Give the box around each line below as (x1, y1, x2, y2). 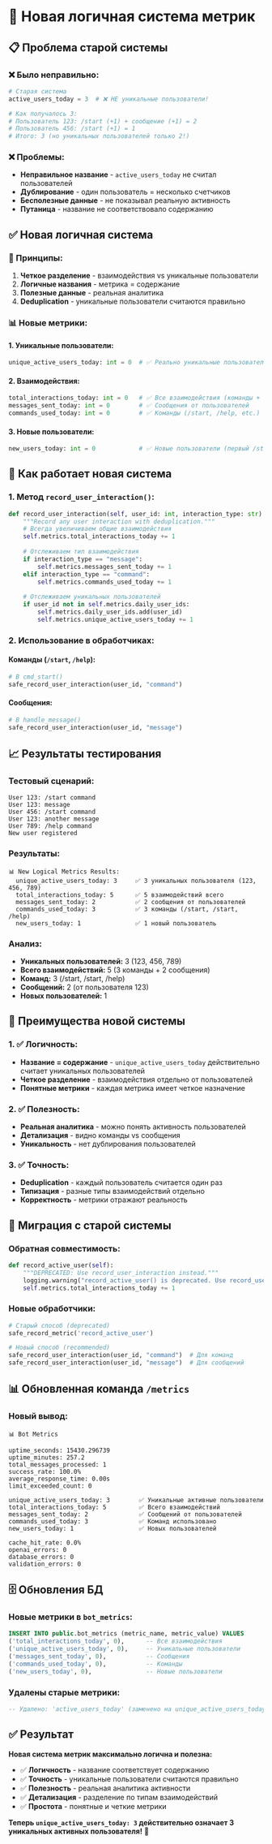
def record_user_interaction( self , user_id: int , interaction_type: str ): (8, 510, 266, 518)
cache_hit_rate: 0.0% (8, 1538, 82, 1547)
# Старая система (8, 87, 67, 96)
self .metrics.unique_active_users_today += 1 (37, 615, 194, 623)
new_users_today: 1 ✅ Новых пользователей (8, 1524, 217, 1532)
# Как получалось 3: (8, 110, 79, 118)
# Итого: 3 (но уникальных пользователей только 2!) (8, 132, 190, 140)
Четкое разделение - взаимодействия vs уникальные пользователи (19, 271, 259, 281)
